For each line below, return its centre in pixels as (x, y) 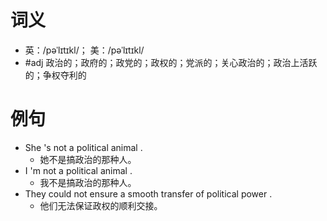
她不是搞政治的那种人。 (88, 159)
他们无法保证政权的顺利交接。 (101, 205)
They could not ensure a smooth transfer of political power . (148, 193)
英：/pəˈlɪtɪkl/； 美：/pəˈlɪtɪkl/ (84, 50)
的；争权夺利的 (55, 75)
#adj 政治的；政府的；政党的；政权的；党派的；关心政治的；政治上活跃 (171, 62)
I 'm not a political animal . (78, 170)
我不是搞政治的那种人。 (88, 182)
